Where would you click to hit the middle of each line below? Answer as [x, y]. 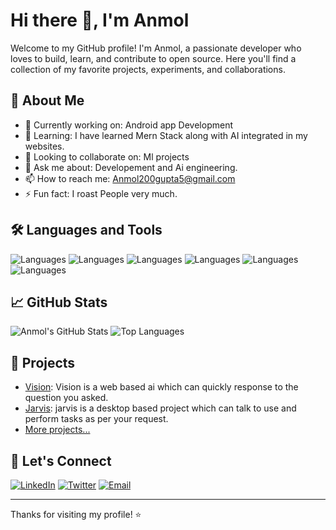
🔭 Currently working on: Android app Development [128, 125]
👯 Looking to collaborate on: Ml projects [107, 156]
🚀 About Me [47, 100]
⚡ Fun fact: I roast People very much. [101, 193]
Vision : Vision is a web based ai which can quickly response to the [161, 387]
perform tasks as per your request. [96, 419]
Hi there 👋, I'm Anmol [100, 20]
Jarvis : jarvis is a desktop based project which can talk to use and [160, 408]
